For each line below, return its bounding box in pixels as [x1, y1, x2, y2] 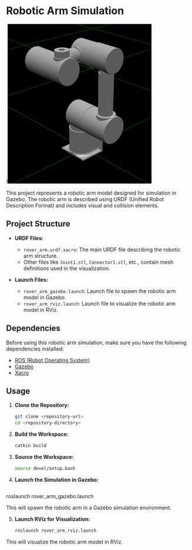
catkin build [14, 443, 47, 449]
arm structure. [23, 252, 58, 259]
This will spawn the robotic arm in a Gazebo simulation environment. [6, 504, 171, 511]
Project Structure [6, 219, 70, 229]
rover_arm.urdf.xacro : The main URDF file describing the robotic [23, 246, 181, 253]
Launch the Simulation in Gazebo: [14, 476, 99, 483]
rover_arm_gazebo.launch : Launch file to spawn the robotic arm [23, 287, 176, 295]
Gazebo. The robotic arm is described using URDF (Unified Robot [6, 195, 164, 202]
